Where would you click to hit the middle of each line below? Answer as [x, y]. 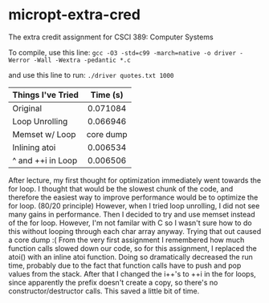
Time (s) [107, 95]
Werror [19, 60]
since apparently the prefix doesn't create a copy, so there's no [113, 282]
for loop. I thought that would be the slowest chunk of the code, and [121, 188]
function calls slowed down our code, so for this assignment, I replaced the [132, 248]
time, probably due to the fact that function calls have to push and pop [125, 265]
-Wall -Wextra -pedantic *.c [82, 60]
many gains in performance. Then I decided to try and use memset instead [132, 214]
